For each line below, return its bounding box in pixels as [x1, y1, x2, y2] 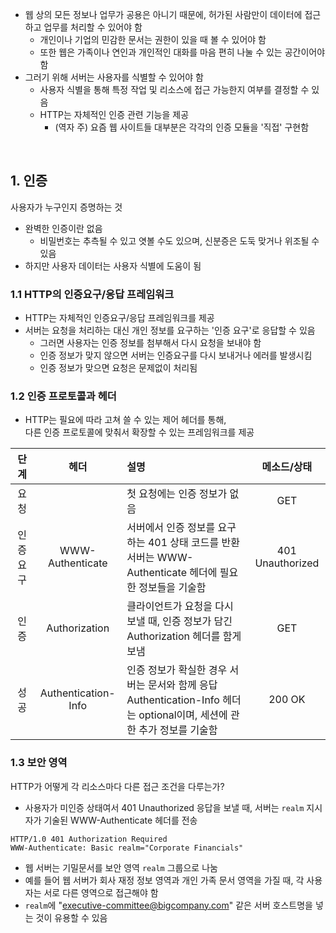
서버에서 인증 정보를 [126, 521, 216, 535]
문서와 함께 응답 [147, 678, 218, 692]
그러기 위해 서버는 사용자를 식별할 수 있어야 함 [24, 71, 204, 83]
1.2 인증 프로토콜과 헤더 [10, 389, 117, 403]
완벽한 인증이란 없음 [24, 222, 103, 234]
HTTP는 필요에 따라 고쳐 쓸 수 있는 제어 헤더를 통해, [24, 414, 227, 426]
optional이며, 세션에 [138, 708, 228, 722]
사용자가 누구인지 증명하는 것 [10, 201, 123, 213]
